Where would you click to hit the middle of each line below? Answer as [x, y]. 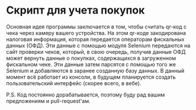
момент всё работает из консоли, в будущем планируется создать [91, 77]
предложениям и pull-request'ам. [48, 101]
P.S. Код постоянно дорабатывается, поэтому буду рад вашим [86, 95]
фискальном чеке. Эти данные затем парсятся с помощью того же [91, 64]
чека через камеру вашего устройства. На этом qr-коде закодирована [96, 33]
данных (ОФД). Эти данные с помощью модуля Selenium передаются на [98, 46]
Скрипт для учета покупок [75, 10]
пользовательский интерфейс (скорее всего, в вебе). [74, 83]
